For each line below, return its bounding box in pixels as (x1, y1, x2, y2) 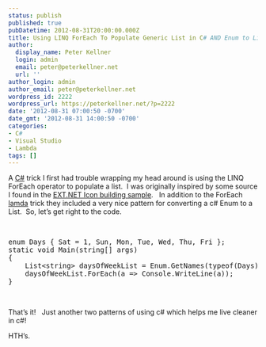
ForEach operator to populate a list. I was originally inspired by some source (8, 181, 258, 191)
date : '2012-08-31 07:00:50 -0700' (8, 108, 126, 116)
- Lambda (8, 144, 37, 152)
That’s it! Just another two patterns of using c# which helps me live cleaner (8, 307, 257, 317)
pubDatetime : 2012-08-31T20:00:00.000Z (8, 26, 140, 34)
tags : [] (8, 151, 37, 159)
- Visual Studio (8, 136, 62, 145)
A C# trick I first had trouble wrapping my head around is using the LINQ (8, 173, 244, 183)
